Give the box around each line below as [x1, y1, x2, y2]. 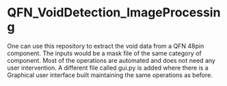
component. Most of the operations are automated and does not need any [7, 56, 215, 64]
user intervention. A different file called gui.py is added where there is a [7, 63, 209, 72]
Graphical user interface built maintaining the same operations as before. [7, 70, 213, 79]
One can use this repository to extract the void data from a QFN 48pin [7, 42, 204, 50]
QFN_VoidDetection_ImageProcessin [7, 5, 221, 20]
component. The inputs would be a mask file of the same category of [7, 49, 202, 57]
